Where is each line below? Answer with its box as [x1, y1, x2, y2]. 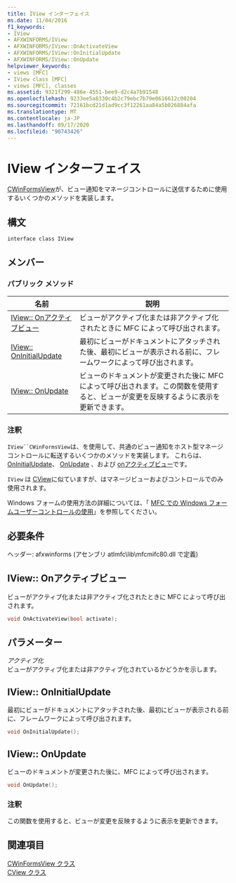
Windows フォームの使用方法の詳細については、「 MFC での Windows [7, 498, 207, 507]
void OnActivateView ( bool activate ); [7, 615, 118, 622]
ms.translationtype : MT [7, 108, 77, 115]
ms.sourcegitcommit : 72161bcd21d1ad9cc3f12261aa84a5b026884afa [7, 102, 197, 109]
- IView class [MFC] [7, 75, 68, 83]
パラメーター [7, 637, 63, 648]
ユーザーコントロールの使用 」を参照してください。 [13, 508, 161, 516]
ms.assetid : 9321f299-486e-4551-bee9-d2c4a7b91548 [7, 89, 159, 96]
